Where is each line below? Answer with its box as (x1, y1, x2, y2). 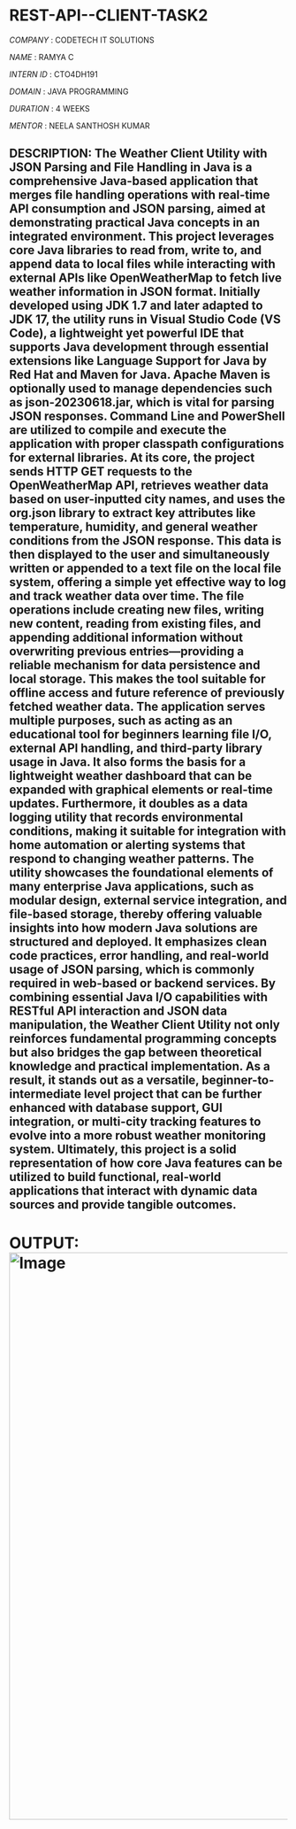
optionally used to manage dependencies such (9, 382, 273, 397)
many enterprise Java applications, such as (9, 879, 254, 894)
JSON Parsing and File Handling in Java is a (9, 160, 253, 175)
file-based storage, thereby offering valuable (9, 907, 262, 922)
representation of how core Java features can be (9, 1156, 283, 1171)
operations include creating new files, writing (9, 603, 265, 618)
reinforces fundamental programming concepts (9, 1031, 277, 1046)
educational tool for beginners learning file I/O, (9, 727, 272, 742)
